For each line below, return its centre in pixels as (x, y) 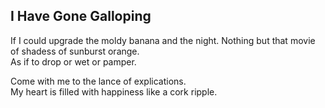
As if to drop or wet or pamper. (73, 61)
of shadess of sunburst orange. (75, 51)
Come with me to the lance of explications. (98, 81)
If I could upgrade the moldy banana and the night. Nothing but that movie (163, 40)
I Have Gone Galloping (81, 16)
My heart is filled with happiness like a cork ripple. (114, 91)
